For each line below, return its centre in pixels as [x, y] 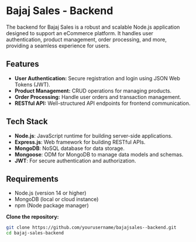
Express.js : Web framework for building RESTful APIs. [80, 142]
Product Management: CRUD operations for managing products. [93, 91]
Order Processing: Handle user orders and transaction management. [98, 97]
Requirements [32, 179]
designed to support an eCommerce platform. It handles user [80, 33]
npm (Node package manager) [51, 206]
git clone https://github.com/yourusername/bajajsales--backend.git [91, 228]
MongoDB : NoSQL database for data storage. [69, 148]
